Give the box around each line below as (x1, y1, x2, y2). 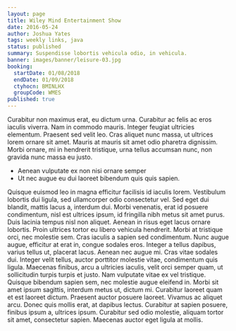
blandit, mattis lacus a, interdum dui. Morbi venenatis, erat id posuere (7, 203, 209, 211)
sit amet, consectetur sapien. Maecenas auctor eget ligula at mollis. (7, 315, 204, 324)
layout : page (7, 10, 46, 18)
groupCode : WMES (13, 89, 61, 96)
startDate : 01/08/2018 (13, 69, 80, 76)
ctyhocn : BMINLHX (13, 83, 65, 90)
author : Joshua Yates (7, 30, 71, 37)
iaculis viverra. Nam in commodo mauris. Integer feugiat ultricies (7, 123, 195, 131)
